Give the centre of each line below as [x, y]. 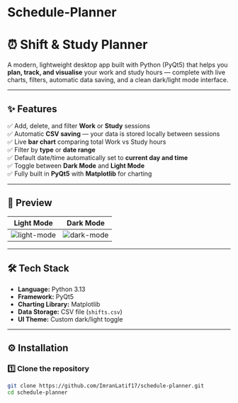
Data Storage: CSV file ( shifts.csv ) [70, 312]
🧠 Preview [30, 203]
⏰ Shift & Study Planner [78, 45]
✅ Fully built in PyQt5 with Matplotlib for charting [80, 174]
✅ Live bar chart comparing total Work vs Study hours [87, 142]
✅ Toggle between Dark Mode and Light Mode [76, 165]
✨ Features [32, 109]
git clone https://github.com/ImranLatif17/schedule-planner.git [106, 386]
